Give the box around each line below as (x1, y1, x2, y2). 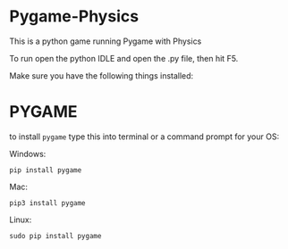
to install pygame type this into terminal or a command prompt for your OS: (9, 131, 280, 142)
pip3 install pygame (9, 198, 87, 207)
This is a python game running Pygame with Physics (9, 36, 202, 46)
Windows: (9, 148, 47, 159)
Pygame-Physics (9, 6, 140, 27)
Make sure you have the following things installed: (9, 70, 194, 81)
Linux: (9, 214, 32, 225)
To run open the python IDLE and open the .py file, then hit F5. (9, 53, 239, 63)
